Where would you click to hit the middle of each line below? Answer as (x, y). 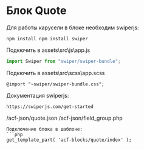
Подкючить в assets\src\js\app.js (48, 50)
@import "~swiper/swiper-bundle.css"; (55, 84)
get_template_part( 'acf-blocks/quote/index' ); (69, 140)
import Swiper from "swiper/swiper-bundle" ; (63, 61)
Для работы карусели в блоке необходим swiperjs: (73, 27)
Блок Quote (36, 11)
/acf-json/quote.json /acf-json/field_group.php (64, 118)
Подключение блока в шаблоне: (45, 129)
